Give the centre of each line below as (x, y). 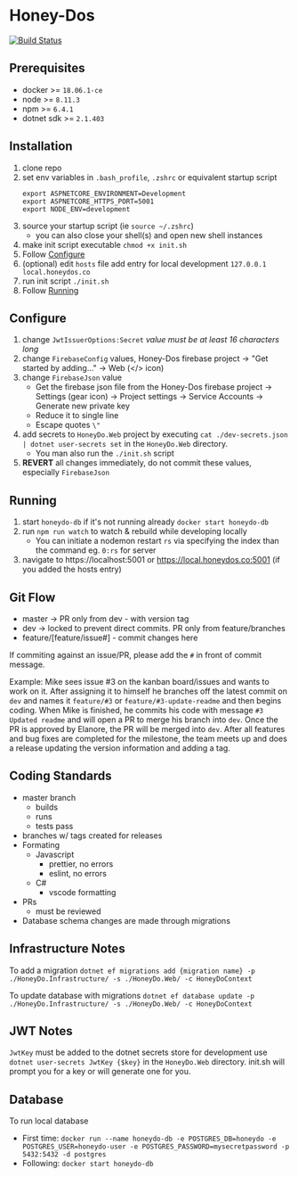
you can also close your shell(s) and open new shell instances (149, 235)
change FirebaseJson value (72, 378)
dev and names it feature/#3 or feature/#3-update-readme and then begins (145, 700)
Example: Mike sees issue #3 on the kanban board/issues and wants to (139, 682)
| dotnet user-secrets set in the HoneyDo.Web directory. (125, 444)
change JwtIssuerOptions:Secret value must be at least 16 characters (151, 340)
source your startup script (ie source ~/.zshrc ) (108, 226)
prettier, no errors (81, 864)
